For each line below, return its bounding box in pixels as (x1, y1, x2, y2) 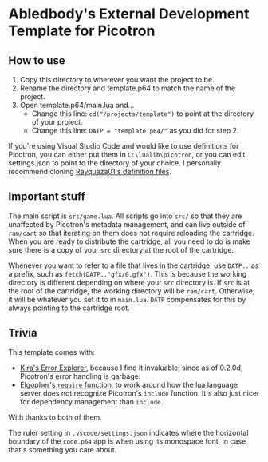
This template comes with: (8, 347, 96, 356)
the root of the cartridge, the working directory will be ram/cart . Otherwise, (8, 285, 255, 296)
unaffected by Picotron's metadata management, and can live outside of (8, 219, 246, 229)
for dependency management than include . (19, 396, 164, 406)
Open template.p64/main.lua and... (19, 101, 135, 110)
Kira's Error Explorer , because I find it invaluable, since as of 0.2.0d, (19, 363, 243, 372)
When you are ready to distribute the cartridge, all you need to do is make (8, 237, 251, 246)
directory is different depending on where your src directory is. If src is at (8, 277, 250, 287)
